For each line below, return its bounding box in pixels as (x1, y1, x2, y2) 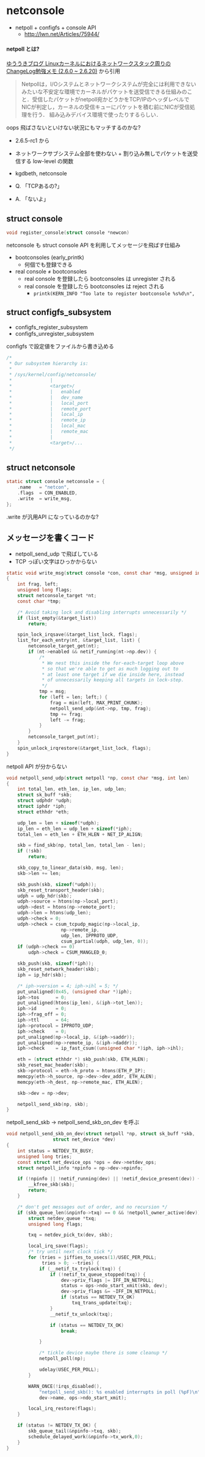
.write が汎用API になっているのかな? (6, 513, 99, 520)
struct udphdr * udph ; (17, 798, 72, 804)
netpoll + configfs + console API (15, 24, 96, 31)
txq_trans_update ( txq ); (71, 1300, 132, 1306)
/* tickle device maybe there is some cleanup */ (38, 1350, 168, 1356)
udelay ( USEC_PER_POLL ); (38, 1367, 99, 1373)
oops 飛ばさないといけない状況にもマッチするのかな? (6, 124, 141, 131)
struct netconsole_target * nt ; (17, 593, 97, 599)
